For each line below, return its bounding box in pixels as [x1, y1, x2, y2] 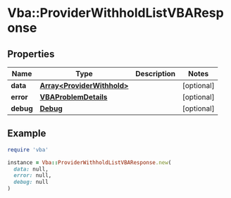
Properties [7, 48, 55, 60]
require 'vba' [7, 146, 49, 153]
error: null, [13, 172, 52, 179]
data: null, [13, 166, 49, 173]
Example [7, 128, 46, 140]
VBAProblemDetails [39, 92, 108, 101]
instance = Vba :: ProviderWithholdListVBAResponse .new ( [7, 159, 172, 166]
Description [135, 69, 176, 78]
